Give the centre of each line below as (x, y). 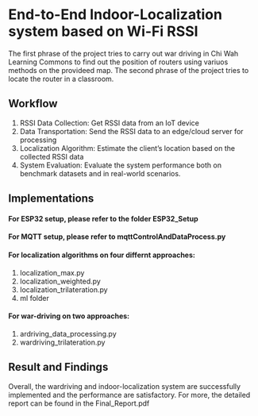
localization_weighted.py (60, 281)
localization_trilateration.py (64, 289)
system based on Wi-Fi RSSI (103, 31)
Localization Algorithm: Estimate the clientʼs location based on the (127, 148)
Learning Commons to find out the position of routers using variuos (118, 62)
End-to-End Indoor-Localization (115, 15)
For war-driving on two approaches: (69, 316)
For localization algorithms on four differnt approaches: (102, 255)
